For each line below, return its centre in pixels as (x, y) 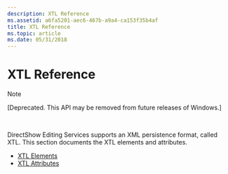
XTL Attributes (38, 163)
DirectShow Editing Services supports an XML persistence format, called (113, 135)
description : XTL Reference (48, 14)
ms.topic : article (34, 33)
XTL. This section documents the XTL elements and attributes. (98, 142)
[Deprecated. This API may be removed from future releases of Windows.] (115, 108)
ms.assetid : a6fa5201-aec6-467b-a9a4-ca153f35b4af (83, 20)
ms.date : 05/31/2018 (38, 40)
